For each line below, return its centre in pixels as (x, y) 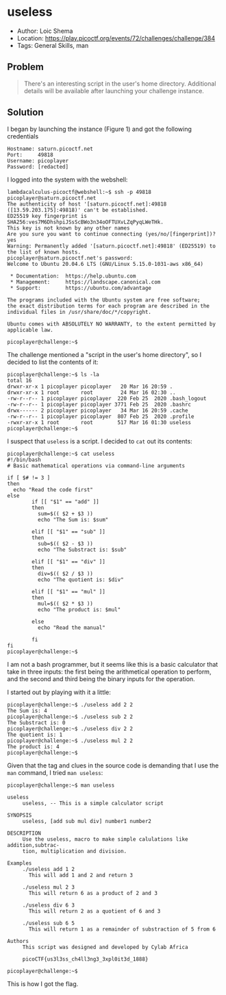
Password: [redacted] (38, 167)
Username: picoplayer (38, 161)
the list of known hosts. (44, 252)
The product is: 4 (33, 747)
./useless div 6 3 (49, 905)
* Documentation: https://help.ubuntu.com (73, 276)
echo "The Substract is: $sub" (82, 550)
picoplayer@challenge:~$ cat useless (61, 454)
